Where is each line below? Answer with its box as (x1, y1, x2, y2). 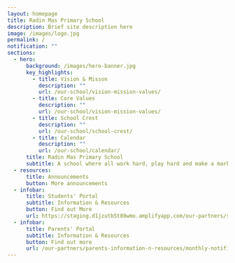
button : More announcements (25, 180, 108, 187)
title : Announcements (25, 173, 90, 180)
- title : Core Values (32, 95, 96, 102)
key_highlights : (25, 69, 73, 76)
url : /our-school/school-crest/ (38, 128, 133, 135)
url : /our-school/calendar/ (38, 147, 120, 154)
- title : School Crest (32, 114, 99, 121)
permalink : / (7, 36, 45, 43)
